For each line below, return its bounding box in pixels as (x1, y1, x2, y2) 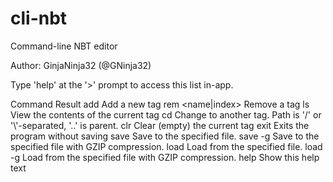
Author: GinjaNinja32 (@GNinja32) (10, 59, 152, 71)
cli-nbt (10, 7, 68, 30)
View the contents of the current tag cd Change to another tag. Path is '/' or (10, 108, 322, 121)
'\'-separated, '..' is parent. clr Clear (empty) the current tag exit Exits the (10, 119, 310, 131)
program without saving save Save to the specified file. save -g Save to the (10, 130, 320, 142)
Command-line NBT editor (10, 40, 118, 52)
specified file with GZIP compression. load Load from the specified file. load (10, 140, 323, 152)
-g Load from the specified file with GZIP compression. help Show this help (10, 151, 320, 163)
